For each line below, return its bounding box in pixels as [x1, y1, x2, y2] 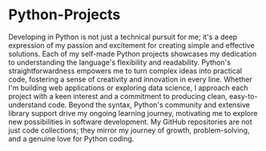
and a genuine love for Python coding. [8, 133, 135, 143]
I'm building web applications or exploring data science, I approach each [8, 82, 248, 93]
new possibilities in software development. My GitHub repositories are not [8, 117, 252, 126]
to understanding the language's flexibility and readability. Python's [8, 58, 231, 67]
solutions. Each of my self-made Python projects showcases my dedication [8, 49, 257, 58]
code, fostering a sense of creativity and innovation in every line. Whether [8, 74, 252, 84]
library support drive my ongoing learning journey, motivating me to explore [8, 108, 258, 117]
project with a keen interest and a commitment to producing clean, [8, 91, 228, 101]
